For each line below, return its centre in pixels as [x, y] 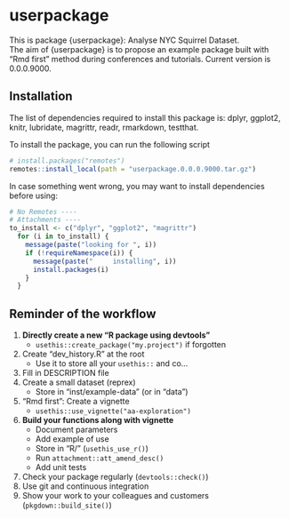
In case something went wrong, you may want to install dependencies [137, 186]
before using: [33, 196]
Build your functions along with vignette [98, 420]
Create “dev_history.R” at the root [83, 354]
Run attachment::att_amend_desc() [100, 458]
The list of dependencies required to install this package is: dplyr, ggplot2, [145, 117]
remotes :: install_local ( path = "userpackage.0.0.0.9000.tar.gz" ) [132, 169]
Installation [41, 96]
